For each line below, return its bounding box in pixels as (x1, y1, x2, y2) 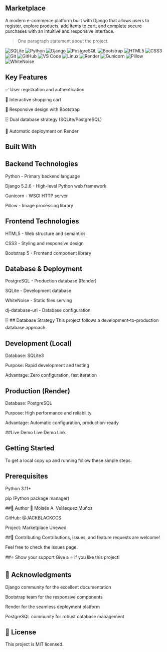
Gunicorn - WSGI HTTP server (5, 193, 68, 199)
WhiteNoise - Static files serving (5, 298, 72, 304)
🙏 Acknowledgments (5, 571, 72, 579)
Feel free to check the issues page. (5, 544, 78, 550)
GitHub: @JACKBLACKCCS (5, 514, 62, 521)
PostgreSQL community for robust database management (5, 613, 124, 619)
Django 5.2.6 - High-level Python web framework (5, 183, 107, 189)
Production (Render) (5, 387, 70, 395)
